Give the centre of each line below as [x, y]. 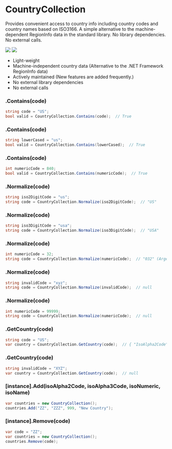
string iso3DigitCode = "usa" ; [39, 226]
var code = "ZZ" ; [24, 432]
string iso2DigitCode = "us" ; [38, 197]
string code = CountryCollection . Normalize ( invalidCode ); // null [79, 288]
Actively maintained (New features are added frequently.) [73, 77]
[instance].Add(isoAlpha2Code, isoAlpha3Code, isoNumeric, [83, 386]
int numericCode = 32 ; [29, 254]
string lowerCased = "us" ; [34, 140]
